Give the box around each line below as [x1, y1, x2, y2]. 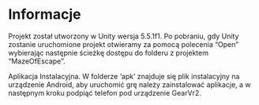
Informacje [8, 5, 81, 24]
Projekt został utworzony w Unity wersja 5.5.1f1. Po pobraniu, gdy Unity [8, 31, 239, 41]
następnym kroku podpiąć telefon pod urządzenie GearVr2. [8, 88, 201, 97]
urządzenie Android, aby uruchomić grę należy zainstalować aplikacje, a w [8, 80, 251, 89]
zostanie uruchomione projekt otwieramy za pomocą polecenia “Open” [8, 39, 239, 49]
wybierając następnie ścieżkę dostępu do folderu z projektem [8, 48, 209, 57]
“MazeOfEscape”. [8, 56, 66, 66]
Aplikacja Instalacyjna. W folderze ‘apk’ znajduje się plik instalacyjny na [8, 71, 240, 81]
